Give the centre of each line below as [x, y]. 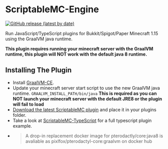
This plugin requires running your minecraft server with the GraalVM [79, 48]
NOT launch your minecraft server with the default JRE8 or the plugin [87, 98]
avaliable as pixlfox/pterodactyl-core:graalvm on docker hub [89, 141]
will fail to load [28, 104]
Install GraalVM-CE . [33, 82]
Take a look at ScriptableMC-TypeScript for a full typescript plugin [82, 120]
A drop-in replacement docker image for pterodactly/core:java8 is [94, 136]
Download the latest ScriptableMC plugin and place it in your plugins [85, 109]
